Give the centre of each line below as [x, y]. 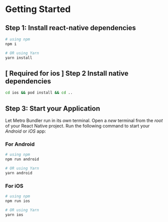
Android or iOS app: [26, 131]
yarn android [19, 173]
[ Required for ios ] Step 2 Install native [67, 73]
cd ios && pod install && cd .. [39, 93]
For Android [20, 144]
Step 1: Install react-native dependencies [71, 28]
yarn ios [14, 214]
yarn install [19, 58]
